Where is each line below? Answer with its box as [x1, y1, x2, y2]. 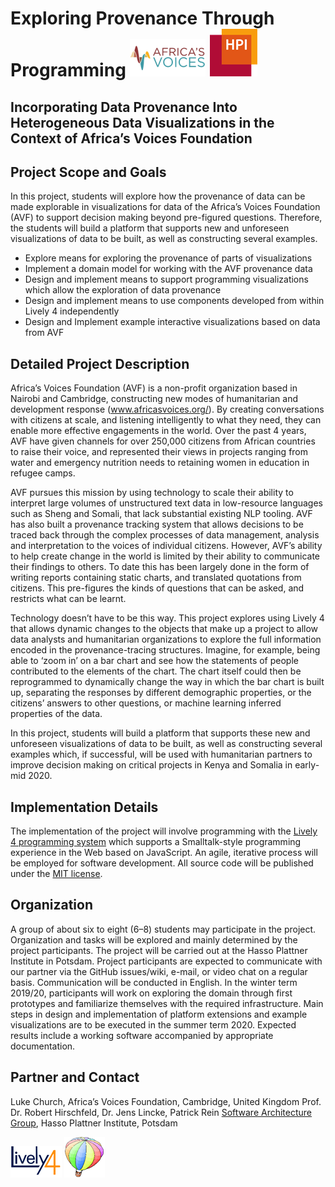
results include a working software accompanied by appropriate [10, 1029, 274, 1041]
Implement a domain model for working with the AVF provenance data [24, 263, 313, 275]
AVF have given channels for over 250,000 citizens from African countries [10, 435, 316, 447]
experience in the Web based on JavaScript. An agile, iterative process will [10, 847, 318, 859]
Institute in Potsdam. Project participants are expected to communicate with [10, 955, 323, 967]
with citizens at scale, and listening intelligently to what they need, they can [10, 414, 322, 426]
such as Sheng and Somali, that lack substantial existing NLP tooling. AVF [10, 508, 313, 520]
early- [294, 759, 320, 771]
